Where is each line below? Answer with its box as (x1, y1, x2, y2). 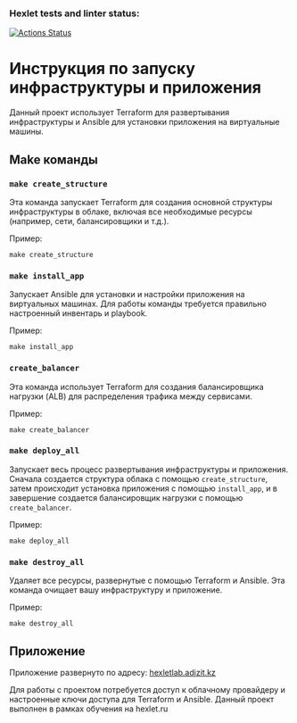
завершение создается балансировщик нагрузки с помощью (9, 492, 243, 503)
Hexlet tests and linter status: (9, 7, 140, 20)
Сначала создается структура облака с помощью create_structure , (9, 473, 268, 484)
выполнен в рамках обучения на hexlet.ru (9, 703, 169, 714)
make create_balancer (9, 425, 90, 435)
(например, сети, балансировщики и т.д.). (9, 215, 169, 226)
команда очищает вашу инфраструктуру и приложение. (9, 585, 223, 595)
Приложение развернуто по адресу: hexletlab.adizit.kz (9, 667, 217, 677)
